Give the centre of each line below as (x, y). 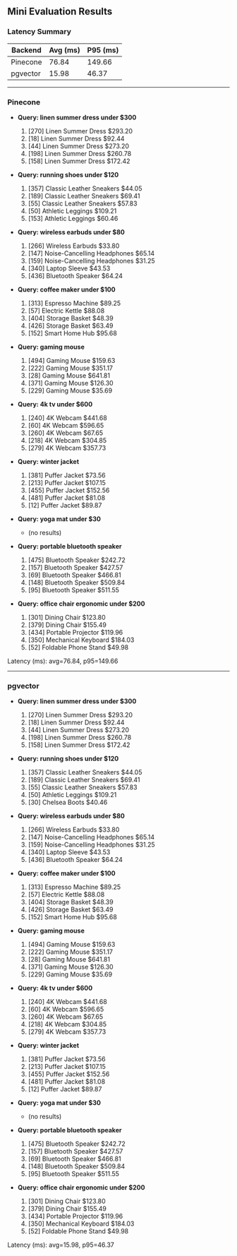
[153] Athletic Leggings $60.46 (73, 218)
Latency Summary (39, 32)
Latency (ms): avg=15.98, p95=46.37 (61, 1245)
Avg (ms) (65, 50)
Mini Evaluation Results (60, 12)
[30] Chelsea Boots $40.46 (68, 802)
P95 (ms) (103, 50)
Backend (27, 50)
